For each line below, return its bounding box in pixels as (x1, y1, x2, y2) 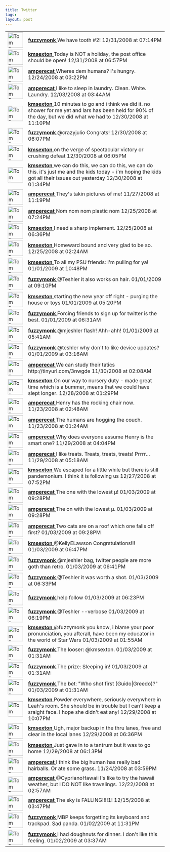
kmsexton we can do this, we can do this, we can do (28, 162, 153, 169)
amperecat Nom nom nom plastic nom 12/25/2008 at (28, 208, 157, 215)
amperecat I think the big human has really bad (28, 759, 141, 766)
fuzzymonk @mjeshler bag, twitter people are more (28, 557, 152, 564)
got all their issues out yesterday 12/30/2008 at (28, 175, 143, 182)
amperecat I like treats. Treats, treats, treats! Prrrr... (28, 451, 150, 458)
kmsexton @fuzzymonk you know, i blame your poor (28, 624, 154, 631)
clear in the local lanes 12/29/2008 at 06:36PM (28, 731, 142, 738)
